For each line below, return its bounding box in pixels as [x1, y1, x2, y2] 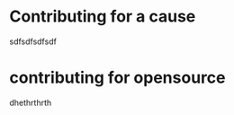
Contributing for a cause [9, 6, 196, 27]
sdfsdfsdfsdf [9, 36, 57, 47]
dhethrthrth [9, 97, 52, 108]
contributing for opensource [9, 67, 226, 88]
